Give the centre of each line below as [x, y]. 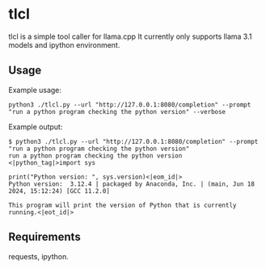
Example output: [36, 127]
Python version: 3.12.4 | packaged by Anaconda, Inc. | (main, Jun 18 [131, 184]
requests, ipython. [38, 256]
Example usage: [35, 90]
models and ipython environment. [64, 44]
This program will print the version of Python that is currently [122, 205]
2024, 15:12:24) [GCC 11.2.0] [59, 191]
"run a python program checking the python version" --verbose [117, 111]
